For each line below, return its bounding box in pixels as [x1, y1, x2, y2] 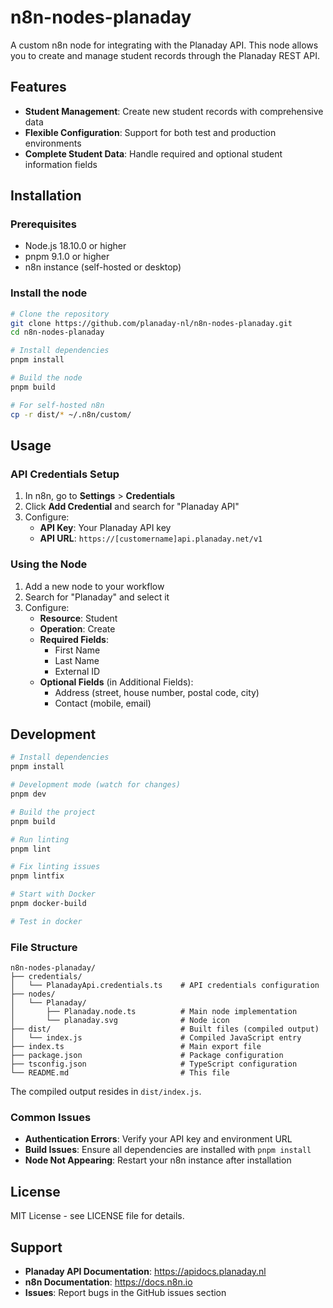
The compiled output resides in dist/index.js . [10, 1086, 202, 1098]
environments [24, 137, 82, 149]
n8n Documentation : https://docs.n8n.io [24, 1276, 193, 1288]
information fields [24, 158, 98, 170]
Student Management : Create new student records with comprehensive [24, 105, 324, 117]
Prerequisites [10, 217, 77, 231]
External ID [54, 665, 101, 677]
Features [10, 79, 67, 96]
